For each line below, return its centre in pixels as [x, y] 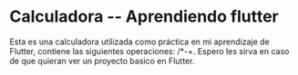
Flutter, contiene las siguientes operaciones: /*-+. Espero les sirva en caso [149, 51]
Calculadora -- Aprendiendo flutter [144, 17]
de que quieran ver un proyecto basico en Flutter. [102, 61]
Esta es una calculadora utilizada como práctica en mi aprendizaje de [140, 42]
